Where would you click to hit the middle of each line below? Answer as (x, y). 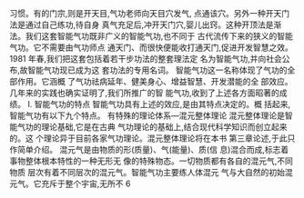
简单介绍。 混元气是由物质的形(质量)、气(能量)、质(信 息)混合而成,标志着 (153, 149)
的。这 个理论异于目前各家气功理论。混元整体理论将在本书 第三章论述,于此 (148, 138)
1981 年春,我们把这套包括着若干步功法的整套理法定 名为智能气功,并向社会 (146, 59)
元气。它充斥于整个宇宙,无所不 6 (70, 183)
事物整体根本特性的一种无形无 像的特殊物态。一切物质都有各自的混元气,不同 (151, 161)
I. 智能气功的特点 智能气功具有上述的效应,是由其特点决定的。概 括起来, (159, 104)
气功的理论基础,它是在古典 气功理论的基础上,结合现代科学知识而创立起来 (152, 127)
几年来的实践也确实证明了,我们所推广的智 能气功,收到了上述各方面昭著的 (145, 93)
